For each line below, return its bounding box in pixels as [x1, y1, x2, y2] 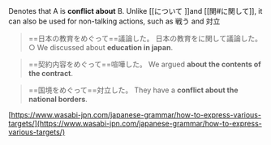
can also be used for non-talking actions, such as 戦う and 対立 [8, 16, 221, 26]
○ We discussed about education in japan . [28, 43, 173, 52]
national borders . [28, 95, 88, 104]
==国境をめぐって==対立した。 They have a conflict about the [28, 85, 239, 95]
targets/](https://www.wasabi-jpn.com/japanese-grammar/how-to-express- [8, 119, 262, 128]
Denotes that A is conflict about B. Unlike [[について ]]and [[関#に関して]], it [8, 6, 263, 15]
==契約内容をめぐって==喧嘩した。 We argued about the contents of [28, 59, 261, 69]
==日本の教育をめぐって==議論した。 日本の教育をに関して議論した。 [28, 34, 262, 43]
